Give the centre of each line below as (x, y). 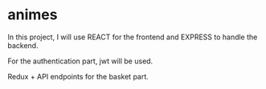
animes (33, 15)
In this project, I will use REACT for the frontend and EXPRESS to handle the (133, 37)
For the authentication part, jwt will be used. (80, 61)
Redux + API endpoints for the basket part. (78, 76)
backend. (23, 45)
